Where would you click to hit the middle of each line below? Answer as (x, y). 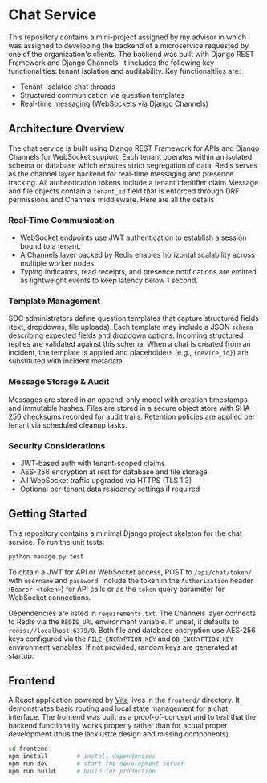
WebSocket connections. (50, 597)
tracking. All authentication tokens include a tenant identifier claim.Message (133, 182)
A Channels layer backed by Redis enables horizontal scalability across (137, 255)
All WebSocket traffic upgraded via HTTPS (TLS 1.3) (106, 480)
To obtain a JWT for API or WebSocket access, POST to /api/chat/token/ (130, 572)
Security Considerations (57, 445)
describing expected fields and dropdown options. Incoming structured (126, 335)
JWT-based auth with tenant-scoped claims (93, 463)
